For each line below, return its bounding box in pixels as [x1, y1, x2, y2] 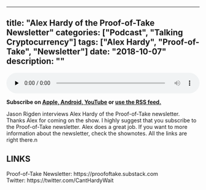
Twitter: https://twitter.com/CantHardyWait [6, 177, 114, 184]
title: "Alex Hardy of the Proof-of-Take [6, 18, 155, 28]
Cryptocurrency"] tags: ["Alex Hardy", [6, 37, 157, 48]
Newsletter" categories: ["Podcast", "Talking [6, 27, 183, 38]
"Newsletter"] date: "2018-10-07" [32, 46, 167, 57]
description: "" [6, 56, 65, 67]
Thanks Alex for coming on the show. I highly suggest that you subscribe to [6, 117, 197, 124]
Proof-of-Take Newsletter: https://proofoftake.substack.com [6, 170, 158, 177]
